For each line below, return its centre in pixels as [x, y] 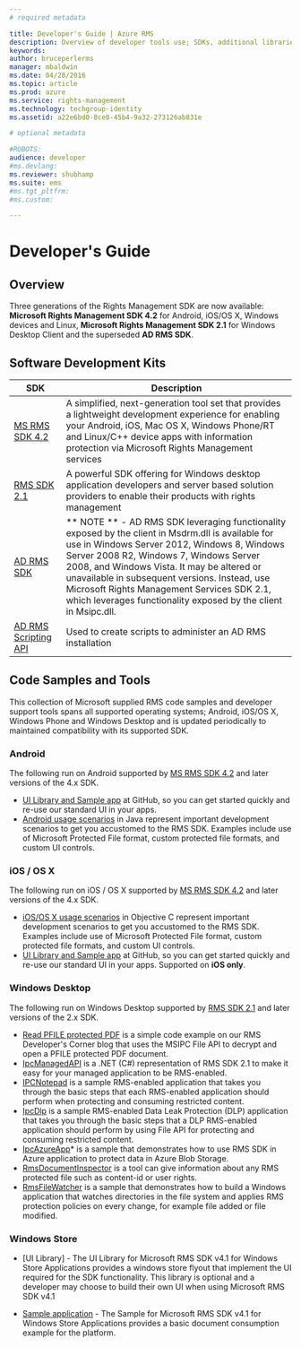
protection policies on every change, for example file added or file [144, 1205]
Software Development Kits [88, 363]
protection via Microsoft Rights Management [159, 448]
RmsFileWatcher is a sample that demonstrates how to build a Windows [154, 1187]
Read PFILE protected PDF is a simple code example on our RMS [142, 1034]
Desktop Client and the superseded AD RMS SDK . [102, 335]
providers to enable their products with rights [161, 496]
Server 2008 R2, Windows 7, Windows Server [163, 556]
